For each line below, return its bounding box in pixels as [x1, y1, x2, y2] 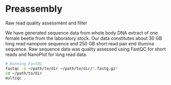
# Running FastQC [5, 61, 42, 66]
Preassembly [5, 3, 63, 15]
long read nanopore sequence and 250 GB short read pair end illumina [5, 40, 155, 46]
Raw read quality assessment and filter [5, 20, 88, 26]
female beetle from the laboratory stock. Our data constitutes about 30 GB [5, 35, 162, 41]
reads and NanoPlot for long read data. [5, 51, 88, 58]
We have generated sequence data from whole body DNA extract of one [5, 30, 158, 36]
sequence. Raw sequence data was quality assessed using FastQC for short [5, 46, 166, 52]
